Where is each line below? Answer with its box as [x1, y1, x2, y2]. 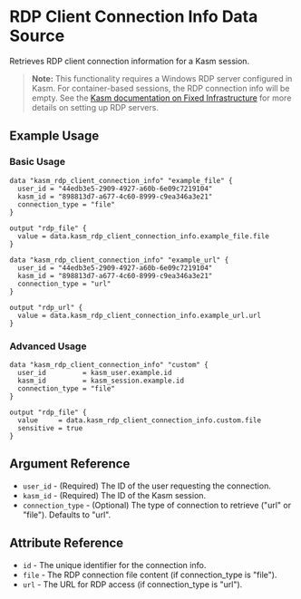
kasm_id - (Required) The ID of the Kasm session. [22, 489, 207, 500]
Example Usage [9, 129, 100, 144]
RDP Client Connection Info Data [9, 6, 258, 27]
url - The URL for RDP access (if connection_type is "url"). [22, 578, 243, 590]
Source [9, 25, 65, 46]
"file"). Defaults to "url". [22, 509, 112, 520]
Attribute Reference [9, 536, 124, 551]
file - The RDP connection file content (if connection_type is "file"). [22, 569, 277, 580]
